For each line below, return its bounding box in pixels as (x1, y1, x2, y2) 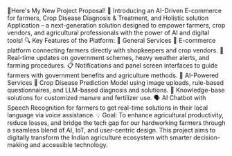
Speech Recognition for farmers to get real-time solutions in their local (7, 104, 208, 112)
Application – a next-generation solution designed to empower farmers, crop (7, 21, 226, 29)
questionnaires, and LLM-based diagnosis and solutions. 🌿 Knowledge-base (7, 86, 225, 94)
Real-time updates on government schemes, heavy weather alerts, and (7, 54, 210, 61)
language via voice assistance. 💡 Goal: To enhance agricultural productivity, (7, 111, 224, 119)
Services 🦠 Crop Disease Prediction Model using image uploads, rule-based (7, 79, 224, 86)
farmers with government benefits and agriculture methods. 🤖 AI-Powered (7, 71, 220, 79)
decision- (193, 133, 220, 142)
